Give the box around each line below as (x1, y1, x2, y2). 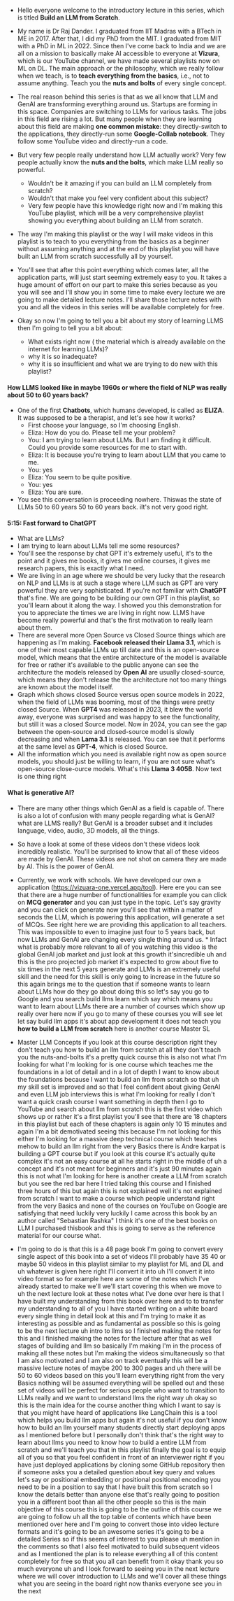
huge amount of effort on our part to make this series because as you (17, 281, 218, 289)
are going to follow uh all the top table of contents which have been (17, 1512, 212, 1521)
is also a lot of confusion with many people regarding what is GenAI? (17, 811, 215, 819)
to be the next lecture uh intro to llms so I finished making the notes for (17, 1326, 221, 1335)
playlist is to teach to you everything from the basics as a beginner (17, 237, 210, 246)
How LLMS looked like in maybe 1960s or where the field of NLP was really (7, 383, 227, 391)
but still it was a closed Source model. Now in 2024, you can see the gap (17, 720, 227, 728)
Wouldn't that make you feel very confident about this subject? (27, 194, 209, 202)
